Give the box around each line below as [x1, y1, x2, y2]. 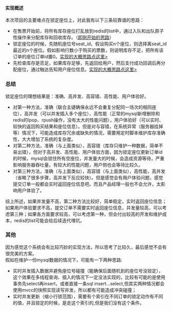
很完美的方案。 [5, 250, 37, 256]
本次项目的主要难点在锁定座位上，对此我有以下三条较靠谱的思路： [5, 17, 144, 23]
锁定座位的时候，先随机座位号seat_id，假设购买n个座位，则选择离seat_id [12, 41, 167, 47]
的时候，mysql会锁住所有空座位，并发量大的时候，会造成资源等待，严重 [12, 155, 165, 161]
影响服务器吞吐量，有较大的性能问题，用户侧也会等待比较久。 [12, 161, 143, 168]
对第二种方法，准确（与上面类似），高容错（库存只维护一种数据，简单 [12, 142, 159, 149]
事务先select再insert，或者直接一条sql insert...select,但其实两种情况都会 [12, 280, 165, 286]
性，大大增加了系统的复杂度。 [12, 136, 76, 142]
